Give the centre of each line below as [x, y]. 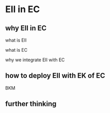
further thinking [31, 104]
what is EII [16, 40]
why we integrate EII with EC [35, 60]
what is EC [16, 50]
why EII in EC [26, 28]
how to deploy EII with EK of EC [55, 76]
